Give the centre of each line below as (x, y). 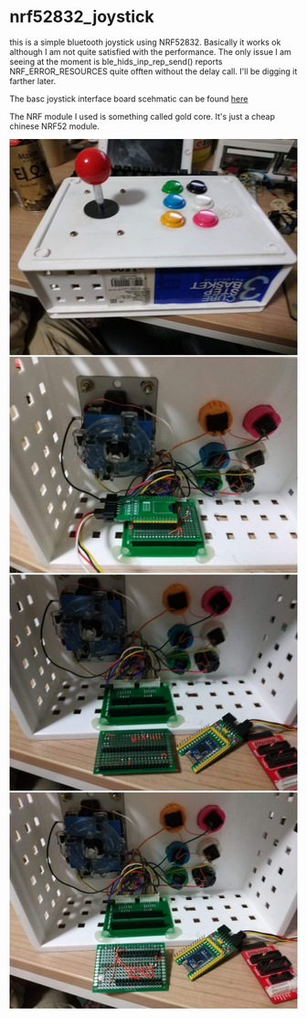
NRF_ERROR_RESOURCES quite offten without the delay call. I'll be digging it (153, 71)
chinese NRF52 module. (55, 126)
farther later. (33, 80)
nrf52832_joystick (82, 17)
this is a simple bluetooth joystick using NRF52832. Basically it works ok (145, 42)
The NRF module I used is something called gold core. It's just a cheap (143, 116)
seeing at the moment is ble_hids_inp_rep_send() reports (116, 61)
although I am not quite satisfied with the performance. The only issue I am (151, 51)
